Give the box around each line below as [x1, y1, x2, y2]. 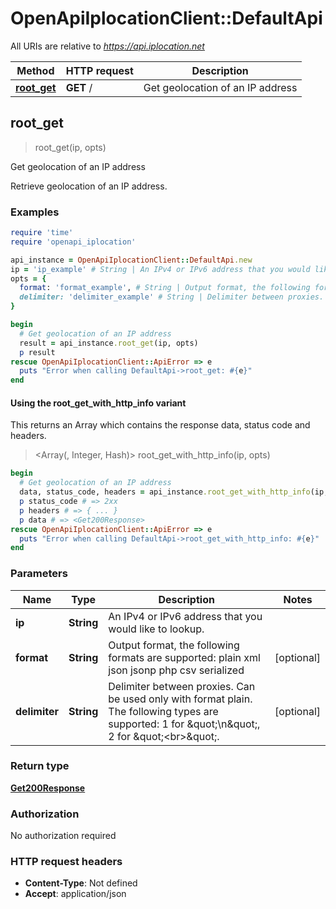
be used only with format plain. [108, 692, 253, 706]
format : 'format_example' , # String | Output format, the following [19, 283, 311, 293]
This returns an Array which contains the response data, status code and [10, 419, 311, 431]
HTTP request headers [10, 855, 123, 869]
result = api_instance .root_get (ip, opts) [19, 338, 199, 348]
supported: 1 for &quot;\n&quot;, [108, 717, 261, 731]
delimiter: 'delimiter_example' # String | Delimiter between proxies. [19, 292, 325, 302]
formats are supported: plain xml [108, 650, 261, 664]
